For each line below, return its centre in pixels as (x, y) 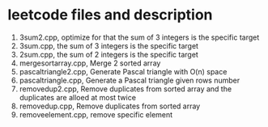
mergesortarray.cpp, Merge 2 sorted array (90, 63)
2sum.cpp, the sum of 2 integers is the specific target (109, 54)
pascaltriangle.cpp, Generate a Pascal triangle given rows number (130, 80)
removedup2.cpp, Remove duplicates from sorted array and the (125, 89)
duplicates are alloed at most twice (78, 97)
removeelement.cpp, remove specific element (96, 114)
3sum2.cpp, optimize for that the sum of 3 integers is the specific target (139, 37)
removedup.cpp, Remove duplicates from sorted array (110, 106)
